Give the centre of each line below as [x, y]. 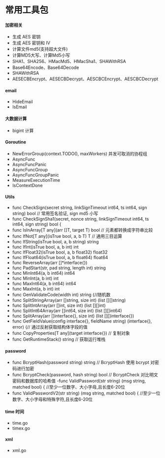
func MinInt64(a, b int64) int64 [44, 273]
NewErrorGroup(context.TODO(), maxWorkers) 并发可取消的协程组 [80, 154]
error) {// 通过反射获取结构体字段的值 [50, 327]
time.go [20, 423]
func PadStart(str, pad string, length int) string [59, 268]
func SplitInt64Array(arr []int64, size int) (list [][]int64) [67, 311]
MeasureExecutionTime [36, 180]
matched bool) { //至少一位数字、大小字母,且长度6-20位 [69, 387]
